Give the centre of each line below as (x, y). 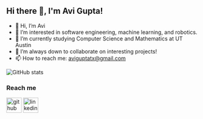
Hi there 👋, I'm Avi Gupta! (55, 11)
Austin (23, 45)
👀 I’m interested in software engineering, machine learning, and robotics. (106, 32)
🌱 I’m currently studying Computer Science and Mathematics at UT (99, 38)
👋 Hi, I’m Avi (30, 25)
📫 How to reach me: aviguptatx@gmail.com (71, 58)
